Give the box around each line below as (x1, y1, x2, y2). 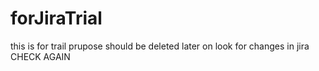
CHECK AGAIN (10, 50, 71, 62)
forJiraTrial (10, 7, 103, 30)
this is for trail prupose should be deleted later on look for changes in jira (10, 40, 310, 52)
